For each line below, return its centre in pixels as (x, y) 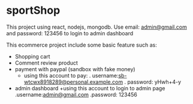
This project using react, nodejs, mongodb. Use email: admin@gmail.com (96, 27)
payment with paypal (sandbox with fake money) (75, 69)
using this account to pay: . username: (71, 75)
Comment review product (46, 63)
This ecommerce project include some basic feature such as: (82, 45)
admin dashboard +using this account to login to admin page (90, 88)
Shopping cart (32, 56)
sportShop (33, 10)
